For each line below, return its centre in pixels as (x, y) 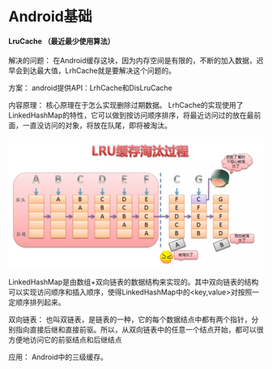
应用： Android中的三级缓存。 (58, 357)
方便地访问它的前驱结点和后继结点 (65, 340)
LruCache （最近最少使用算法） (62, 41)
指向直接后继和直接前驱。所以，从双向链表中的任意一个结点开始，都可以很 (139, 330)
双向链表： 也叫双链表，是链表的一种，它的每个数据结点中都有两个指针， (130, 320)
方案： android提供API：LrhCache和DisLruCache (90, 88)
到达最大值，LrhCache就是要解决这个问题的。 (99, 71)
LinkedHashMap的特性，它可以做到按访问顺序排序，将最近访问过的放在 (127, 115)
